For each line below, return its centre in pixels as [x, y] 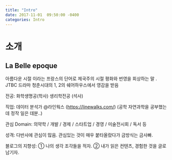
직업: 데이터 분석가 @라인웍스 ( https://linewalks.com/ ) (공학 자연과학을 [77, 107]
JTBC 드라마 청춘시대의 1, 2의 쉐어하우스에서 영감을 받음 [62, 85]
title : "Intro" [22, 10]
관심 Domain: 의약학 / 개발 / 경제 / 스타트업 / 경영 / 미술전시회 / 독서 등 [76, 124]
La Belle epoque [31, 65]
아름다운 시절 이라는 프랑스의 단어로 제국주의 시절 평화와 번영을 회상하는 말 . [81, 79]
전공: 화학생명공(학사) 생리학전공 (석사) [44, 96]
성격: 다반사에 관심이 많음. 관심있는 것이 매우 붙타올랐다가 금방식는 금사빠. [79, 135]
